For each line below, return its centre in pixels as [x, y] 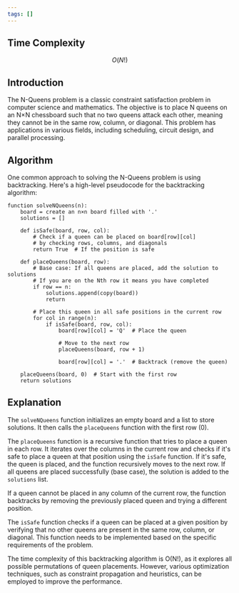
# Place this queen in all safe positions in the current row [127, 312]
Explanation [35, 403]
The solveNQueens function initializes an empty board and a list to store [111, 419]
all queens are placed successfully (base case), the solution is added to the [118, 472]
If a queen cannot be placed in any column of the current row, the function [117, 493]
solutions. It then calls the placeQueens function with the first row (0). [108, 427]
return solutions [46, 381]
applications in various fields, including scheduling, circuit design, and [111, 130]
